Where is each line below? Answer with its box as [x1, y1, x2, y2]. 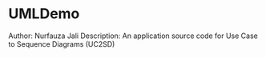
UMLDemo [8, 5, 80, 23]
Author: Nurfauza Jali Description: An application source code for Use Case [8, 31, 258, 40]
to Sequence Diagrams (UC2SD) [8, 39, 115, 48]
